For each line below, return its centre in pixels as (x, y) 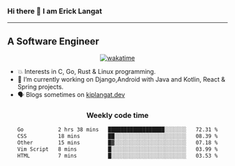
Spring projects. (41, 87)
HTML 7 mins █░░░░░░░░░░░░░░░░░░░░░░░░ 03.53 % (117, 156)
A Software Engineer (53, 41)
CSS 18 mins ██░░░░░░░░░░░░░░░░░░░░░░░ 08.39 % (117, 136)
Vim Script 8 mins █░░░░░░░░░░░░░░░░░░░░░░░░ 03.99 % (117, 149)
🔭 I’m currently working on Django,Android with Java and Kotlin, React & (121, 80)
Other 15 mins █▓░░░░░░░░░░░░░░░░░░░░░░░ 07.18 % (117, 143)
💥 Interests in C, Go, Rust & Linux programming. (86, 72)
